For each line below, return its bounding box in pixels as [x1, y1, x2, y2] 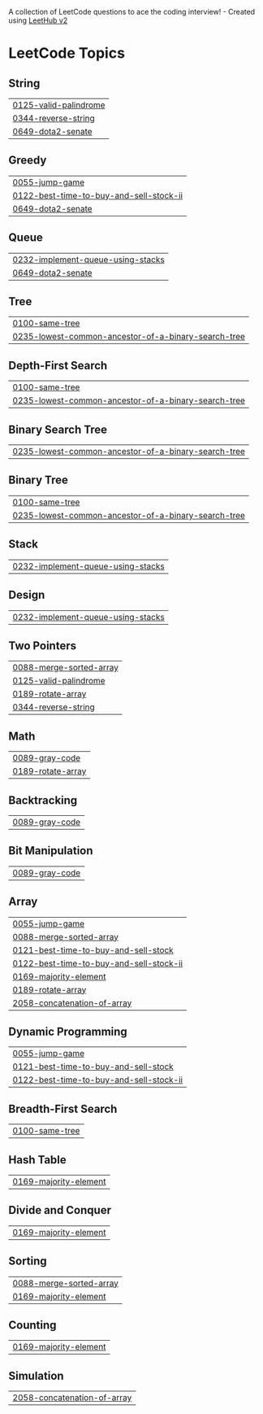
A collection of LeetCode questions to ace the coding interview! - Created [8, 7, 256, 16]
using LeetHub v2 [8, 15, 68, 25]
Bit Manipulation [8, 844, 93, 858]
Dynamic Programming [8, 1024, 127, 1038]
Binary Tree [8, 474, 69, 487]
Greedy [8, 154, 47, 168]
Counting [8, 1318, 57, 1333]
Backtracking [8, 793, 78, 807]
